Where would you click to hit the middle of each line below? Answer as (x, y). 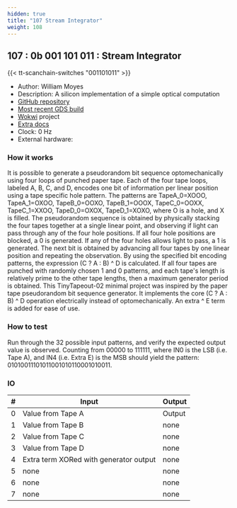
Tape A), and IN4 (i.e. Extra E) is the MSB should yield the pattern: (103, 357)
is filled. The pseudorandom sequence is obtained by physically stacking (114, 218)
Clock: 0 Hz (35, 132)
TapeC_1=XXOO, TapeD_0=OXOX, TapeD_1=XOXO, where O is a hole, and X (116, 210)
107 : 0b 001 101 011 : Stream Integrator (94, 56)
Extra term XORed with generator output (89, 460)
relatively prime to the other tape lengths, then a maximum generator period (118, 278)
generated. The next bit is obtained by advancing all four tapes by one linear (118, 248)
